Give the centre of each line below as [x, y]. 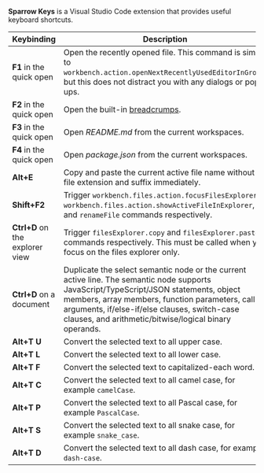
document [31, 304]
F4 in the [28, 150]
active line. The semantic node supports [137, 280]
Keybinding [34, 39]
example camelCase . [99, 390]
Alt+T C [27, 385]
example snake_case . [101, 435]
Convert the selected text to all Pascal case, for [150, 403]
